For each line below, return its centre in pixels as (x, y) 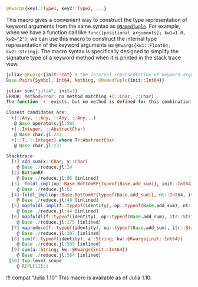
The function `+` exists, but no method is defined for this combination (99, 102)
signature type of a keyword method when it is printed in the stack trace (94, 57)
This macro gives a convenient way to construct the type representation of (97, 20)
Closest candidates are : (37, 112)
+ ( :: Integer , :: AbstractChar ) (48, 129)
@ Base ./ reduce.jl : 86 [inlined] (58, 178)
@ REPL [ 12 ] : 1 (33, 266)
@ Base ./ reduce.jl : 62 (44, 189)
